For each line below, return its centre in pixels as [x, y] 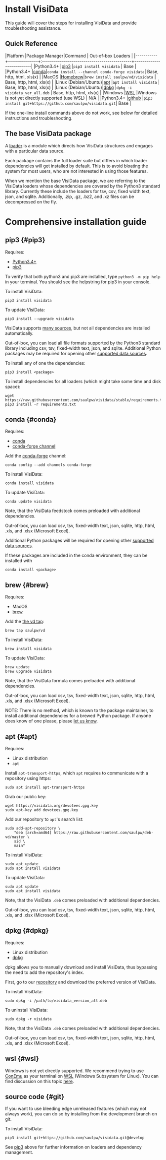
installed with [19, 561]
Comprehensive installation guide [76, 222]
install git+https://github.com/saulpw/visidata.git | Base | [68, 103]
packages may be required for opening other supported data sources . [76, 353]
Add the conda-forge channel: [36, 456]
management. [19, 1153]
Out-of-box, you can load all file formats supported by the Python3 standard [83, 343]
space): [13, 387]
